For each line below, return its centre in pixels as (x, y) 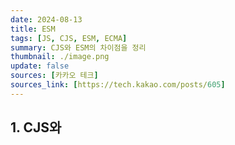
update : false (40, 66)
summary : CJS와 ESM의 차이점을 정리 (78, 47)
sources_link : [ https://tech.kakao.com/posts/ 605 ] (118, 85)
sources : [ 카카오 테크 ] (54, 76)
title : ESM (33, 29)
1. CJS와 (36, 127)
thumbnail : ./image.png (60, 57)
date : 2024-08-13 (46, 19)
